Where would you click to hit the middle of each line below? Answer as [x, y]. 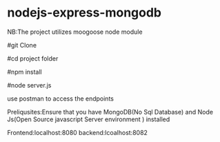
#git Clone [22, 45]
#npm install [25, 72]
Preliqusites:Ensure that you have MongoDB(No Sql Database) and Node [110, 112]
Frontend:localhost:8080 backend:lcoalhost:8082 [78, 132]
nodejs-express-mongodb [84, 13]
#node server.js [29, 85]
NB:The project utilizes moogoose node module [75, 32]
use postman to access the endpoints [60, 99]
